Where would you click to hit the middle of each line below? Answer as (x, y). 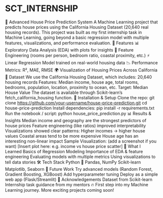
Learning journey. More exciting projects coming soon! (60, 190)
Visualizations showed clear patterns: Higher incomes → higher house (75, 131)
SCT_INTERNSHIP (42, 9)
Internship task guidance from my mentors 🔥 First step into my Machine (77, 184)
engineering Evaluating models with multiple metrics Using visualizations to (80, 157)
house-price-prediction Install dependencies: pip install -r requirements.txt (80, 108)
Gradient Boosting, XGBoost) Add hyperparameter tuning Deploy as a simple (81, 174)
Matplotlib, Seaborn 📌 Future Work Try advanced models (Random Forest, (79, 169)
